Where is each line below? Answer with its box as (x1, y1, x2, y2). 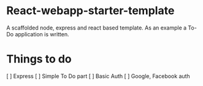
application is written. (15, 30, 69, 37)
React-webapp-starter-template (6, 4, 175, 18)
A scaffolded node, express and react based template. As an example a (6, 24, 187, 31)
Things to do (6, 52, 72, 66)
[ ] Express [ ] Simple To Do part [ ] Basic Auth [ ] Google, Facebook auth (6, 72, 190, 80)
